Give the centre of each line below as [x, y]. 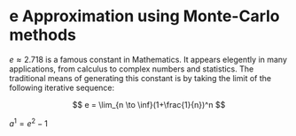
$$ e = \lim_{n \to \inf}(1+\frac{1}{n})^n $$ [149, 104]
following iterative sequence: [62, 87]
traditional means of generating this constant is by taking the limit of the [140, 78]
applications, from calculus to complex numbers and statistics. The [132, 69]
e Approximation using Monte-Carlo [145, 16]
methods [43, 35]
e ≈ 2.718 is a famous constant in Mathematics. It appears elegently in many [148, 59]
